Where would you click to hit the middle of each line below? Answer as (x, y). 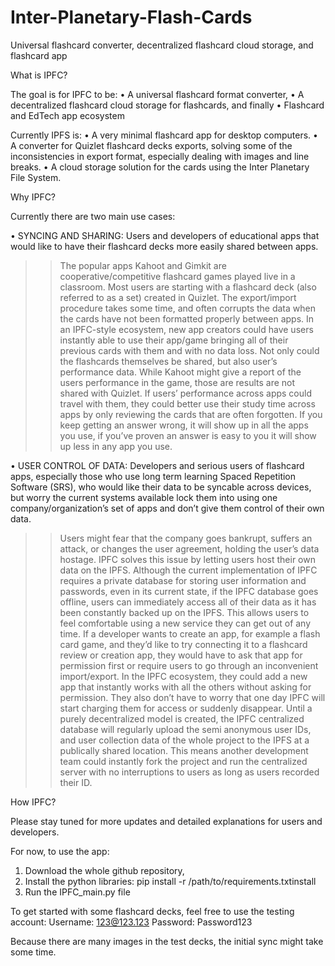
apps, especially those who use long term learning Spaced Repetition (153, 476)
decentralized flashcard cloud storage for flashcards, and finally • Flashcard (167, 105)
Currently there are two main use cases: (93, 216)
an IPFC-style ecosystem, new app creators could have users (186, 329)
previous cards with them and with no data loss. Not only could (189, 350)
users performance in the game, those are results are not (177, 382)
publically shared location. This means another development (184, 750)
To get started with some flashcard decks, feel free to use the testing (152, 911)
